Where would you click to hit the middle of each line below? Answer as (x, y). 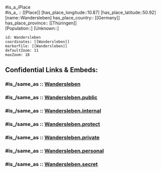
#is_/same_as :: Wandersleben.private (53, 137)
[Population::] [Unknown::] (32, 28)
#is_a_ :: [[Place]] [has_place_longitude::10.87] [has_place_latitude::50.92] (80, 12)
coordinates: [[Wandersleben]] (37, 42)
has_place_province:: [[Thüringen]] (41, 23)
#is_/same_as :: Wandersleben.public (51, 97)
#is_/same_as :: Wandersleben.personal (54, 151)
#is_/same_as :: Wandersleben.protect (53, 124)
